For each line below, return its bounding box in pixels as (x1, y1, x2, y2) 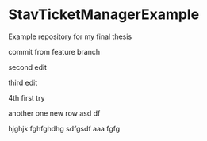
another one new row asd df (8, 109, 101, 118)
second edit (8, 62, 48, 72)
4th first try (8, 93, 45, 102)
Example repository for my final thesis (8, 32, 132, 41)
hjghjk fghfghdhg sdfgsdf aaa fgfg (8, 124, 121, 133)
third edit (8, 78, 38, 87)
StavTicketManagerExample (8, 6, 200, 24)
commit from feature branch (8, 47, 101, 56)
